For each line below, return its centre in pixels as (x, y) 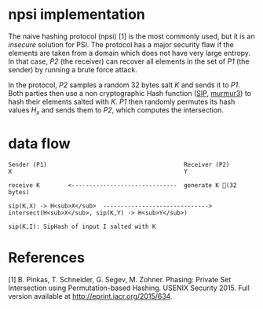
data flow (39, 143)
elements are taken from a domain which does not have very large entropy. (130, 53)
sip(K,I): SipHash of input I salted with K (82, 226)
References (46, 257)
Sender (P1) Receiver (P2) (119, 164)
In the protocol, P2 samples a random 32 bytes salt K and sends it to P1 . (124, 85)
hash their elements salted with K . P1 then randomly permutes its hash (122, 101)
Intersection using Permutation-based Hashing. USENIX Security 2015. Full (129, 288)
